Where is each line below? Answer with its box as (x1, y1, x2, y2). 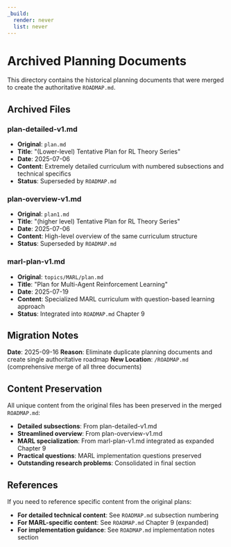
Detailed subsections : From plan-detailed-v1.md (17, 422, 157, 430)
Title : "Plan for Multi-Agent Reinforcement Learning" (17, 280, 168, 288)
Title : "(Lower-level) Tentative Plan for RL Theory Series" (17, 147, 181, 155)
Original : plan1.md (17, 210, 69, 219)
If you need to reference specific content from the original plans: (7, 498, 192, 506)
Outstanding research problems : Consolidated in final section (17, 459, 196, 467)
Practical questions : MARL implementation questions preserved (17, 452, 202, 460)
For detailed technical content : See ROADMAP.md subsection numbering (17, 511, 219, 519)
